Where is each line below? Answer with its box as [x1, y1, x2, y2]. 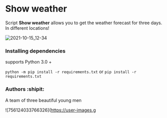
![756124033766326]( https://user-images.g [5, 107, 96, 113]
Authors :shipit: [5, 86, 44, 93]
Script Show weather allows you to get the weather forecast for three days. [5, 20, 162, 26]
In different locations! [5, 25, 49, 31]
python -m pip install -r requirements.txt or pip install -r [5, 69, 137, 75]
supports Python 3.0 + [5, 59, 52, 65]
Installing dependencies [5, 47, 66, 54]
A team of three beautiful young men [5, 97, 82, 103]
